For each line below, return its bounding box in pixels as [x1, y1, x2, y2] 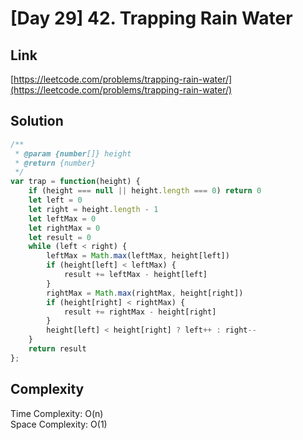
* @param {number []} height [14, 148, 132, 159]
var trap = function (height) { [10, 177, 141, 187]
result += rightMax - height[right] [63, 307, 217, 317]
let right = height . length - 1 [28, 204, 159, 214]
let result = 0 [28, 232, 92, 242]
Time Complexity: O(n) [10, 407, 104, 419]
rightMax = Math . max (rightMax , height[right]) [46, 288, 244, 298]
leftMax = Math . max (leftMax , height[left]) [46, 251, 230, 261]
